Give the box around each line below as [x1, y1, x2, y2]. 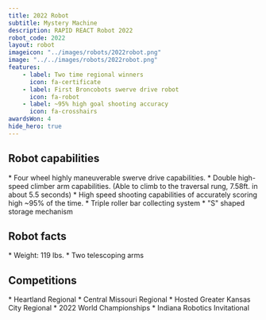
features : [8, 64, 41, 71]
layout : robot [8, 41, 56, 49]
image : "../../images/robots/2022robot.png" [8, 56, 158, 64]
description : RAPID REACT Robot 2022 [8, 26, 133, 34]
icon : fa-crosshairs [29, 108, 98, 116]
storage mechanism [8, 206, 73, 216]
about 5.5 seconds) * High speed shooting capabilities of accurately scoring [8, 190, 258, 199]
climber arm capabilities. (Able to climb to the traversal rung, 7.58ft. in [30, 181, 258, 191]
